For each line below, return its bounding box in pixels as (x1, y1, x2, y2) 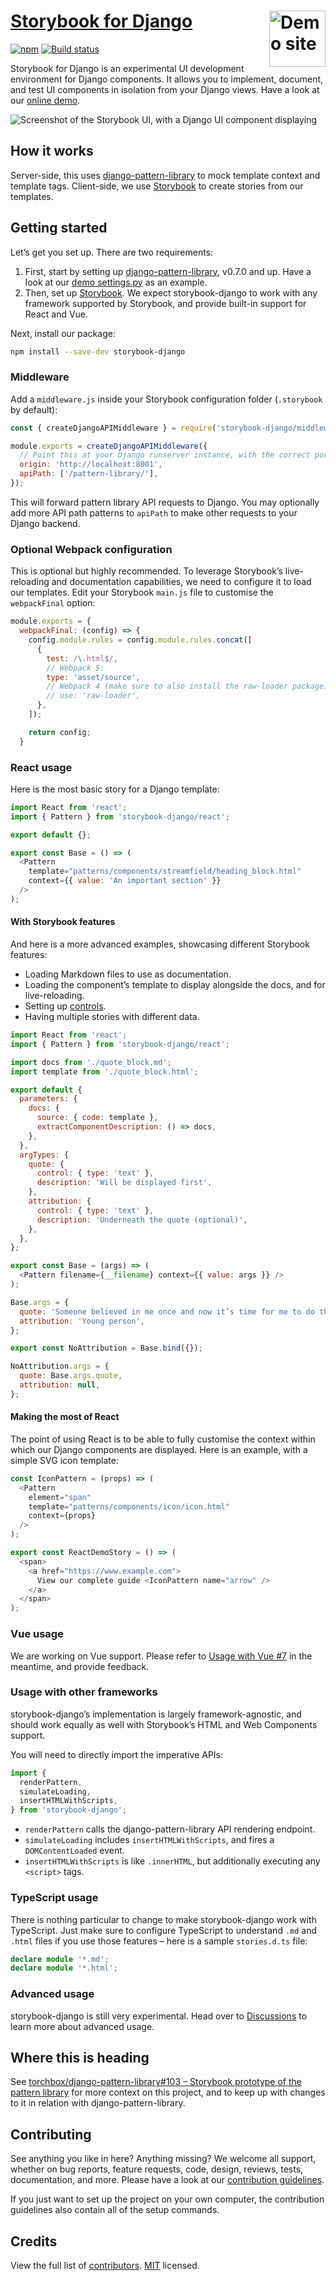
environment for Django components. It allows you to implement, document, (10, 73, 324, 85)
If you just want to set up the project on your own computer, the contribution (10, 2193, 325, 2205)
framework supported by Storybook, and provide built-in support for (24, 297, 307, 309)
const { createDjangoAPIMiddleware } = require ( (10, 423, 217, 433)
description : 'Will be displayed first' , (36, 1178, 213, 1188)
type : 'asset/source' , (46, 672, 141, 682)
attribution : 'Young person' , (19, 1316, 145, 1326)
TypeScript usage (10, 1891, 99, 1905)
